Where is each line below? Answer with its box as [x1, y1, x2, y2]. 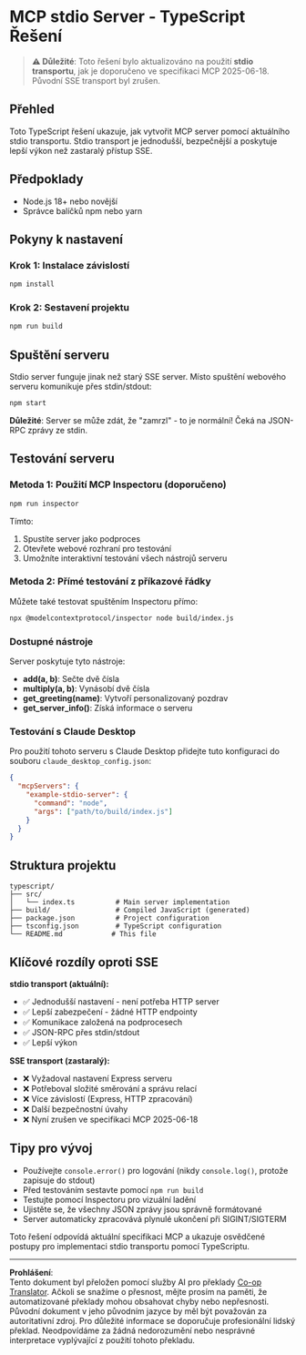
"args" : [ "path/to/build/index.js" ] [33, 807, 173, 816]
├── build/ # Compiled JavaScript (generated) [9, 906, 250, 915]
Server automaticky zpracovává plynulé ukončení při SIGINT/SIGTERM [22, 1213, 287, 1224]
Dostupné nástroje [9, 635, 94, 647]
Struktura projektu [9, 858, 117, 873]
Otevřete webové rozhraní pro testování [22, 543, 171, 554]
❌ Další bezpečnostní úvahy [22, 1104, 128, 1115]
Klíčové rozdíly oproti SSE [9, 954, 159, 970]
